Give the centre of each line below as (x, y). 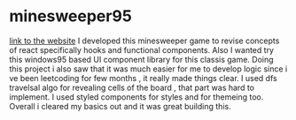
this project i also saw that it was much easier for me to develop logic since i (148, 69)
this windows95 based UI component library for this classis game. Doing (141, 59)
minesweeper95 (71, 16)
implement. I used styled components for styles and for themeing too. (136, 97)
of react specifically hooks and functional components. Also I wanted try (142, 49)
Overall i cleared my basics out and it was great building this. (121, 106)
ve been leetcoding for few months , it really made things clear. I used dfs (143, 78)
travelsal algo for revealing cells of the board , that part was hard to (132, 87)
